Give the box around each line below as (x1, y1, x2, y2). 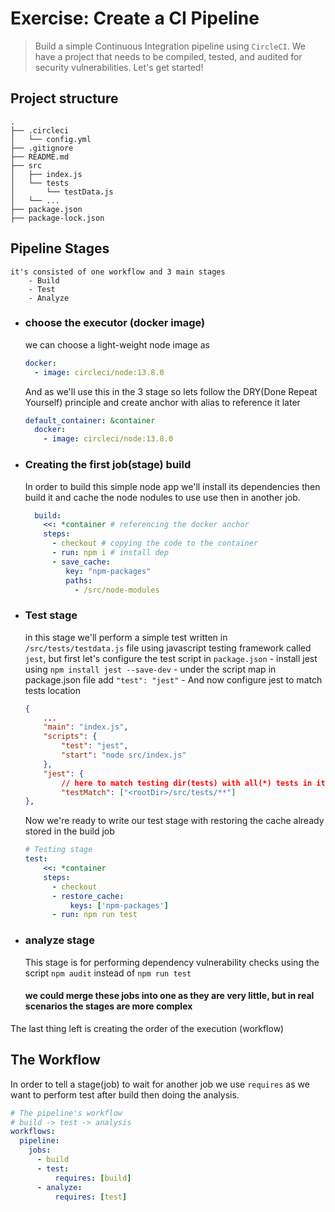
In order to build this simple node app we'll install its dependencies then (24, 480, 321, 492)
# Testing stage (24, 845, 93, 855)
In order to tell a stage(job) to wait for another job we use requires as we (10, 1078, 310, 1090)
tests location (24, 684, 81, 696)
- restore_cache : (51, 891, 125, 901)
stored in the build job (24, 825, 115, 837)
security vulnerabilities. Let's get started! (34, 61, 204, 73)
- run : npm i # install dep (51, 548, 169, 558)
